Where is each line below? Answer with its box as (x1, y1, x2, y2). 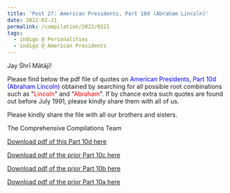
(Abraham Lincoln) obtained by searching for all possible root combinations (7, 83, 222, 90)
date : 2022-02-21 (7, 17, 57, 24)
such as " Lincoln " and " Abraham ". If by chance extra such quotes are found (7, 90, 224, 98)
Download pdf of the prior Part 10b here (7, 165, 121, 172)
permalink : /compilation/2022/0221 (7, 23, 110, 30)
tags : (7, 29, 23, 37)
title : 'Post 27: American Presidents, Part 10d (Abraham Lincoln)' (7, 10, 209, 17)
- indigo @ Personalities (13, 36, 89, 43)
